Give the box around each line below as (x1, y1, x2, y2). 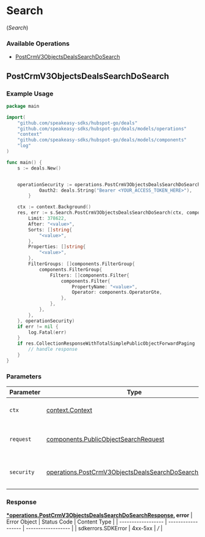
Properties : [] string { (28, 244, 86, 250)
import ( (6, 114, 26, 120)
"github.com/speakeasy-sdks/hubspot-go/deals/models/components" (17, 137, 187, 143)
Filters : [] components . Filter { (49, 272, 130, 279)
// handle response (28, 347, 78, 353)
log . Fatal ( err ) (28, 329, 67, 336)
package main (6, 103, 40, 109)
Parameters (6, 372, 41, 380)
